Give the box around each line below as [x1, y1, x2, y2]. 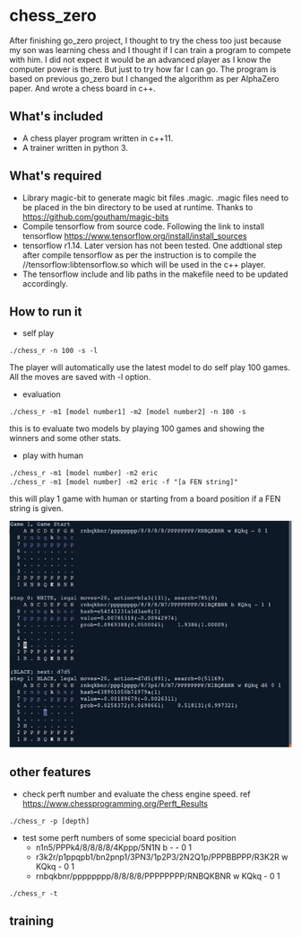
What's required [9, 168, 102, 184]
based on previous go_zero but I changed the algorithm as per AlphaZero [9, 73, 279, 84]
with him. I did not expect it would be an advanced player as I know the [9, 54, 271, 65]
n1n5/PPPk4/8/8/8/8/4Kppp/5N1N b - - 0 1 [35, 842, 193, 853]
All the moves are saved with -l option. [9, 372, 151, 383]
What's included [9, 109, 104, 124]
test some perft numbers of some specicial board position [21, 832, 236, 843]
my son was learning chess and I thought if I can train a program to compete [9, 44, 291, 55]
